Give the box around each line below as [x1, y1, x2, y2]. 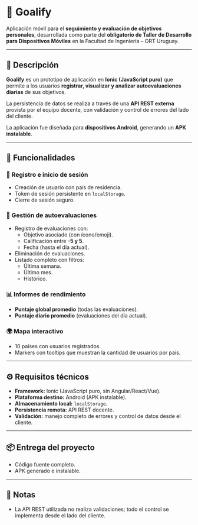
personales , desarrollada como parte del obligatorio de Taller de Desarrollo [6, 31, 192, 38]
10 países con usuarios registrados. [14, 343, 101, 350]
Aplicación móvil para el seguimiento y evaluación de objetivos [6, 25, 162, 32]
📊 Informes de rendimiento [6, 290, 86, 298]
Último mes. [23, 268, 53, 276]
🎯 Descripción [6, 60, 59, 70]
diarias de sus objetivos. [6, 88, 66, 95]
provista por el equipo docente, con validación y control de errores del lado [6, 106, 189, 113]
